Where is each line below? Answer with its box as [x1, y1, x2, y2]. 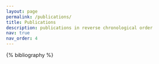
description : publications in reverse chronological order [6, 24, 153, 31]
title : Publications [6, 19, 57, 25]
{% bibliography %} [6, 52, 54, 58]
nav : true [6, 30, 30, 36]
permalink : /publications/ [6, 14, 72, 20]
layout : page [6, 8, 38, 15]
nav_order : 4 [6, 35, 38, 41]
